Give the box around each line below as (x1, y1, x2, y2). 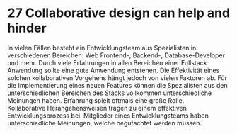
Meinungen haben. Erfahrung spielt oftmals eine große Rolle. (7, 96, 185, 104)
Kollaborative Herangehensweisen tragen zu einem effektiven (7, 104, 187, 112)
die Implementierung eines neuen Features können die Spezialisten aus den (7, 81, 228, 89)
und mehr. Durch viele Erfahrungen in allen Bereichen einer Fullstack (7, 58, 207, 67)
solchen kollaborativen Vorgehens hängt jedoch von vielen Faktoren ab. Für (7, 73, 228, 82)
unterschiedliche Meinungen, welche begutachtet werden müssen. (7, 118, 202, 127)
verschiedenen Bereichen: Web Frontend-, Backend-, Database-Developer (7, 51, 225, 60)
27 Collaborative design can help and (7, 5, 231, 21)
